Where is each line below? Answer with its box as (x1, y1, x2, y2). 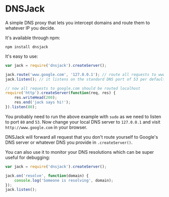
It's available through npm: (5, 35, 60, 41)
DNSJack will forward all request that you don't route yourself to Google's (5, 134, 158, 140)
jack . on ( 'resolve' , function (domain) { (5, 173, 89, 178)
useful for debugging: (5, 154, 50, 160)
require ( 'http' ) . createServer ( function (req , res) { (5, 90, 116, 95)
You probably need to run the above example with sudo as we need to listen (5, 114, 161, 120)
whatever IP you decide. (5, 25, 55, 31)
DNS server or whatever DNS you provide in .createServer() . (5, 139, 133, 145)
